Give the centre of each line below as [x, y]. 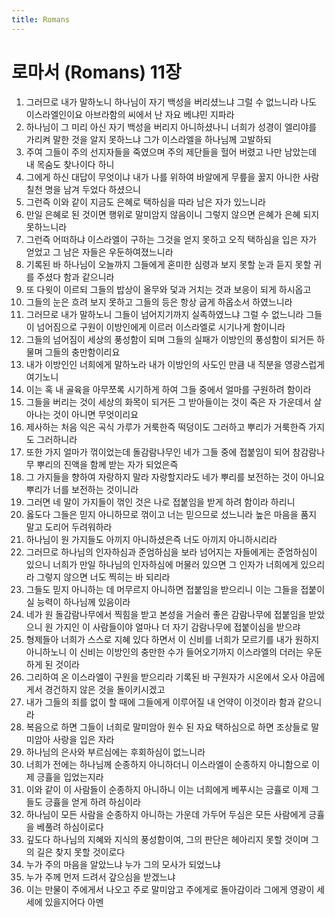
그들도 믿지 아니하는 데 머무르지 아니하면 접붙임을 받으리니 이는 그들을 [162, 589]
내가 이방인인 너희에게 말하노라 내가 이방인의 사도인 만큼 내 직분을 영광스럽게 [175, 364]
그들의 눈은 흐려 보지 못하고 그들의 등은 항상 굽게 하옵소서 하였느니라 [159, 302]
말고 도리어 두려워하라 [69, 527]
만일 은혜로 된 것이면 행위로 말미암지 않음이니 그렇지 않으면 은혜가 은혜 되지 [172, 214]
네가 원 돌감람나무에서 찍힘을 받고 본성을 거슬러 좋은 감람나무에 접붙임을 [166, 614]
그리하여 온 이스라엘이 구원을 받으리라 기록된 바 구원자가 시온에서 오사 [162, 677]
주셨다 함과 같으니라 [75, 277]
